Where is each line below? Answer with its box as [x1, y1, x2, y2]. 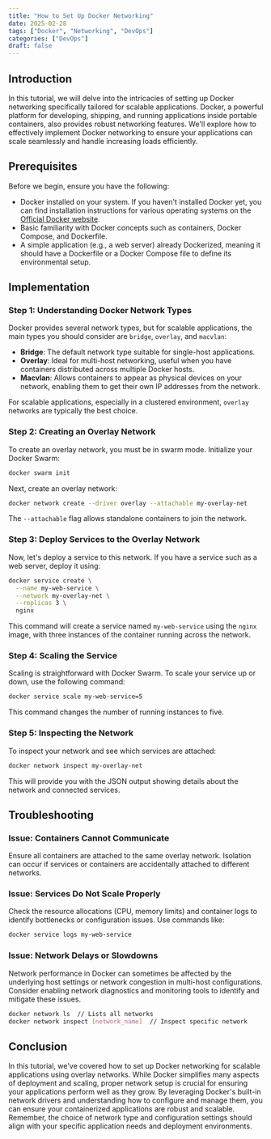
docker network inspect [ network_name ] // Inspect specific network [8, 1017, 248, 1026]
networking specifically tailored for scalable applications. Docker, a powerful [8, 102, 264, 112]
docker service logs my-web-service [8, 931, 132, 939]
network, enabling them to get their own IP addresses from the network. [19, 382, 260, 392]
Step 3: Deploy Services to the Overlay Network [8, 534, 201, 545]
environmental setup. [19, 256, 91, 267]
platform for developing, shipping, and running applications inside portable [8, 110, 257, 120]
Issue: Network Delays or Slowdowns [8, 950, 159, 961]
